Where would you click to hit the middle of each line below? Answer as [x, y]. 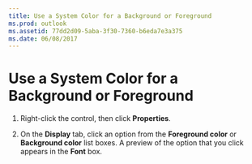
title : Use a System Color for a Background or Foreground [110, 16]
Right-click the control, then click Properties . [96, 119]
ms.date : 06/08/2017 [43, 39]
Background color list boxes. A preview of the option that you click [132, 143]
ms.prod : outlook [38, 24]
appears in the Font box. [61, 152]
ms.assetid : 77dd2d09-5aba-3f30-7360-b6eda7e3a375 [96, 31]
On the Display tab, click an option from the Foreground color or [128, 134]
